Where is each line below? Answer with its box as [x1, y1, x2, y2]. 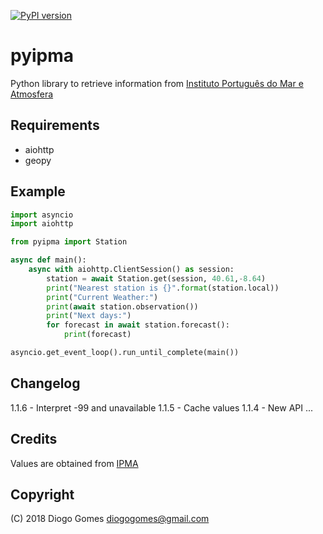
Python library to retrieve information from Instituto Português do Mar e [10, 77, 304, 89]
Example [10, 183, 66, 200]
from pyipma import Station [10, 237, 128, 247]
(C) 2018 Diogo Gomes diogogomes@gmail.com [10, 513, 210, 525]
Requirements [10, 117, 100, 134]
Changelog [10, 375, 81, 392]
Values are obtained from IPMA [10, 457, 139, 469]
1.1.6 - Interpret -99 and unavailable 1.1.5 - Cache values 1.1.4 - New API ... [10, 401, 314, 414]
